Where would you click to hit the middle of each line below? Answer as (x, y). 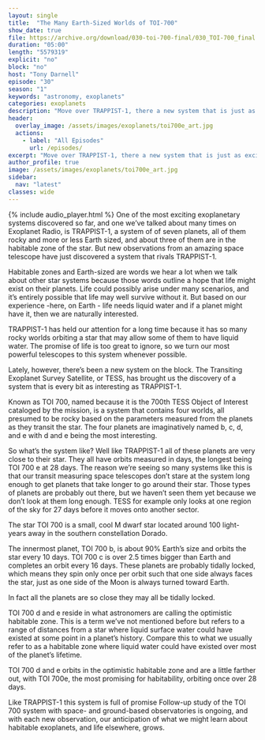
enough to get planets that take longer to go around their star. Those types (129, 484)
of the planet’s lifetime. (45, 655)
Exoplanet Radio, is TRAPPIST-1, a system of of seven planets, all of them (127, 231)
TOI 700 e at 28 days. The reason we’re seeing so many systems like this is (130, 467)
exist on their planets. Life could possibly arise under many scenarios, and (129, 289)
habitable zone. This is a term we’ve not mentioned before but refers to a (127, 621)
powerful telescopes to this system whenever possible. (98, 354)
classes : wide (32, 192)
